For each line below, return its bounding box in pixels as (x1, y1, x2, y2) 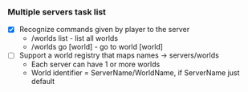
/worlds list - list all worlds (30, 34, 118, 43)
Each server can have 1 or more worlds (30, 59, 161, 70)
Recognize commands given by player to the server (18, 25, 190, 34)
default (30, 77, 55, 86)
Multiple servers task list (7, 6, 106, 18)
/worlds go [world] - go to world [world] (30, 42, 164, 52)
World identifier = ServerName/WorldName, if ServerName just (30, 68, 240, 78)
